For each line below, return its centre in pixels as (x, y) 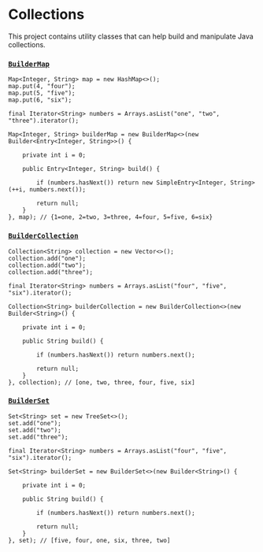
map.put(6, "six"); (40, 100)
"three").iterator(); (44, 121)
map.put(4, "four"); (42, 87)
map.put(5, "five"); (42, 93)
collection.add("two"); (47, 265)
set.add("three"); (38, 437)
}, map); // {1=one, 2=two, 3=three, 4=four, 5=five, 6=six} (111, 217)
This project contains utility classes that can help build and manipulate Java (131, 36)
